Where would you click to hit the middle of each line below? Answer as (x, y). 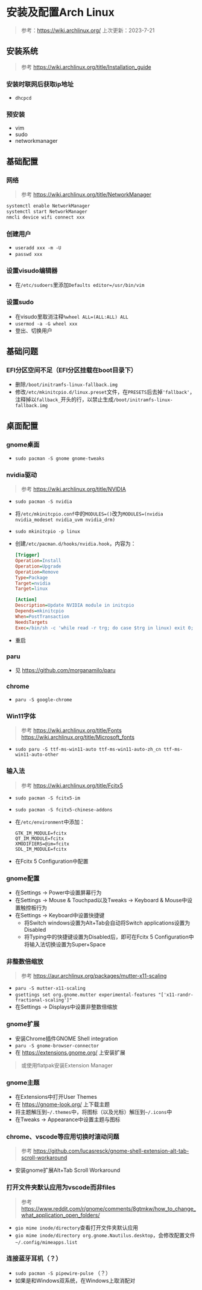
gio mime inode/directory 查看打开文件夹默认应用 (77, 1227)
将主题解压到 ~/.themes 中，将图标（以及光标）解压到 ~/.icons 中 (93, 1112)
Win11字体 (21, 716)
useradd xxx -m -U (38, 248)
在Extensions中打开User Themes (56, 1096)
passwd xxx (29, 254)
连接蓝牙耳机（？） (34, 1259)
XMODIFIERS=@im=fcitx (42, 844)
